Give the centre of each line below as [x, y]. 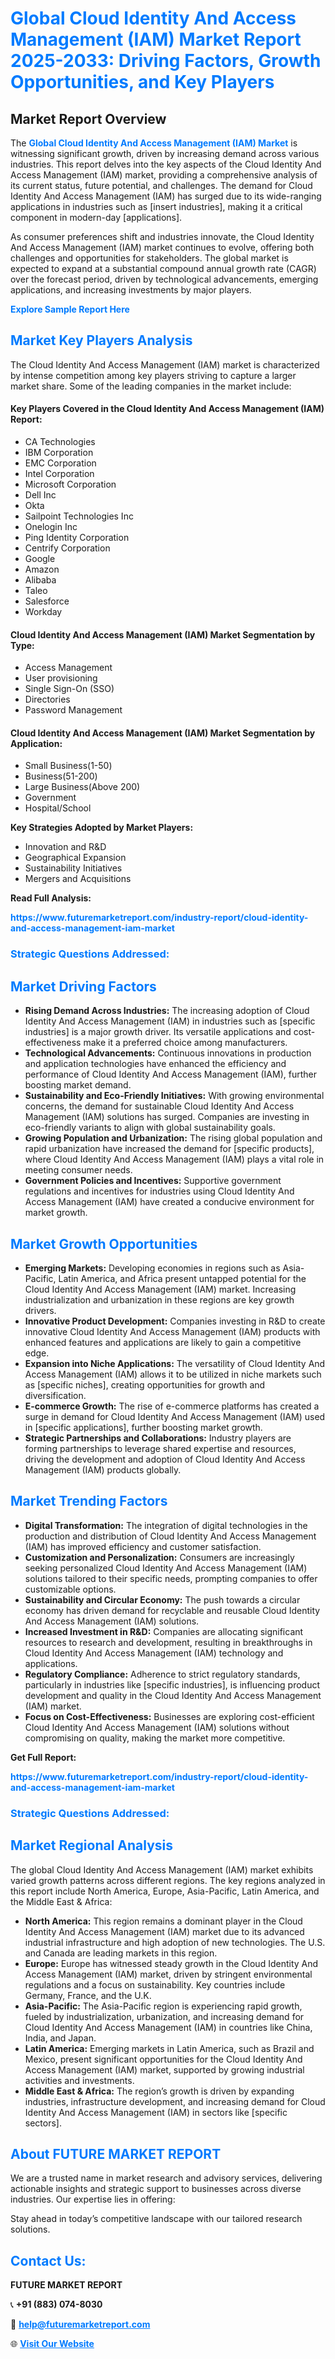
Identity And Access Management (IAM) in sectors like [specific [156, 2112]
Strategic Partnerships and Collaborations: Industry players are [158, 1438]
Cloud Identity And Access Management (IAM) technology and [154, 1653]
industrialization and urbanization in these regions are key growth [159, 1299]
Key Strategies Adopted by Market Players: [102, 828]
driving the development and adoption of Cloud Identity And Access [165, 1459]
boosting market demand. [78, 1085]
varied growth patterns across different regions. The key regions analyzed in [168, 1880]
